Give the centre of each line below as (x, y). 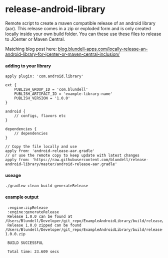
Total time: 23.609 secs (33, 251)
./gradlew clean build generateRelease (47, 186)
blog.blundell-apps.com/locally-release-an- (103, 49)
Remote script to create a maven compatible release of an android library (80, 23)
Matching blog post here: (31, 49)
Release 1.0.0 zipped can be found (44, 225)
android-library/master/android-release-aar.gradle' (61, 164)
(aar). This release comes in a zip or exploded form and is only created (78, 28)
